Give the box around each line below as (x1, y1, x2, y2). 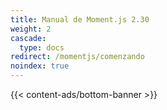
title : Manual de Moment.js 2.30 (10, 14, 150, 25)
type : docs (19, 42, 65, 53)
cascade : (10, 33, 47, 43)
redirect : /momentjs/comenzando (10, 52, 145, 62)
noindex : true (10, 61, 70, 71)
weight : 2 (10, 24, 52, 34)
